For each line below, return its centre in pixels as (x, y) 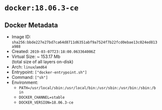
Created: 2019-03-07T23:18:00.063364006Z (53, 51)
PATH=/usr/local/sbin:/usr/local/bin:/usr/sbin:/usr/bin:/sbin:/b (87, 88)
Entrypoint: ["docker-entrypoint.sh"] (49, 72)
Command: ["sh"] (30, 77)
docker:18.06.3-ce (41, 8)
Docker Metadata (31, 25)
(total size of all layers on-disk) (42, 62)
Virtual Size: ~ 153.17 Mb (36, 56)
